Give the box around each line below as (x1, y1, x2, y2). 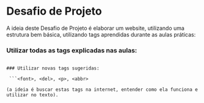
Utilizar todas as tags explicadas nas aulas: (6, 46, 137, 54)
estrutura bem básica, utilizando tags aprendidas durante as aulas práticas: (6, 30, 196, 38)
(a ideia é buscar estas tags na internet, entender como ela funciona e (6, 87, 199, 93)
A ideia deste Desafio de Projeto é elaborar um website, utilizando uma (6, 24, 185, 32)
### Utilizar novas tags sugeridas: (6, 65, 100, 71)
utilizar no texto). (6, 92, 59, 98)
